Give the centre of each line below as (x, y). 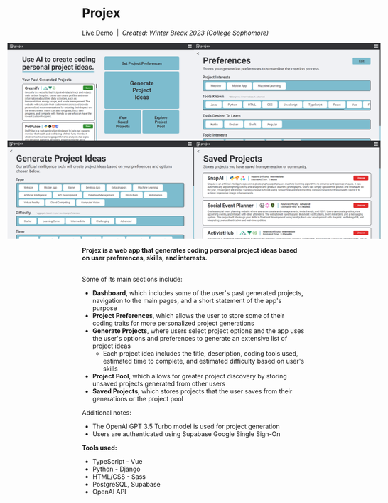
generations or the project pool (138, 398)
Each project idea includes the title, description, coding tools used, (200, 353)
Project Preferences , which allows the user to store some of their (188, 315)
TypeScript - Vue (117, 461)
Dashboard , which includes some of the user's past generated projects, (198, 292)
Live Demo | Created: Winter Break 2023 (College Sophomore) (175, 33)
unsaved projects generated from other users (159, 383)
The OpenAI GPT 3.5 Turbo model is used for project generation (186, 426)
